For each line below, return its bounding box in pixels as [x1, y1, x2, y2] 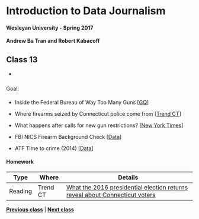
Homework [6, 158, 34, 166]
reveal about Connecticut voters [66, 191, 156, 199]
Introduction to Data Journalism [6, 4, 166, 18]
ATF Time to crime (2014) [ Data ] [14, 144, 94, 152]
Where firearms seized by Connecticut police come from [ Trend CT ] [14, 110, 182, 117]
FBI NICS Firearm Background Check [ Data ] [14, 133, 122, 140]
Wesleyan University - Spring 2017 [6, 24, 94, 31]
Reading [9, 187, 33, 195]
